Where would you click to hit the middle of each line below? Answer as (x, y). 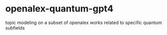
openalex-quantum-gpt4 (59, 9)
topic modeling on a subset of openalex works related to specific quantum (84, 22)
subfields (15, 27)
